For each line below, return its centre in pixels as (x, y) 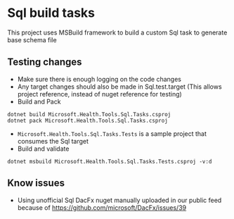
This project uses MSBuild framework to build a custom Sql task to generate (117, 32)
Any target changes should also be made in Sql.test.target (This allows (120, 87)
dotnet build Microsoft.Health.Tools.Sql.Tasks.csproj (89, 114)
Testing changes (45, 62)
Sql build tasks (51, 13)
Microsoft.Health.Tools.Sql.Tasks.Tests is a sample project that (112, 133)
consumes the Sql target (53, 141)
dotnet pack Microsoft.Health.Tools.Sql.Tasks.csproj (88, 120)
